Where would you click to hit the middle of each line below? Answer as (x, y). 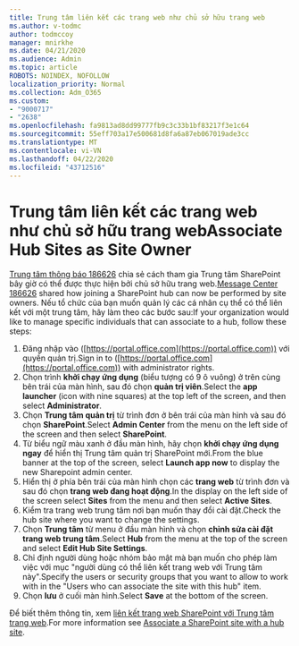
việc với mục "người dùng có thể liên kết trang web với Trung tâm (142, 567)
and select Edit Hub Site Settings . (85, 548)
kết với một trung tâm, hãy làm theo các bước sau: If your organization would (149, 312)
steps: (21, 331)
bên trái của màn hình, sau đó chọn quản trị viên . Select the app (140, 387)
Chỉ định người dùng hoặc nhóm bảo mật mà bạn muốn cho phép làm (149, 558)
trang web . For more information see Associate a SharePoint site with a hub (147, 623)
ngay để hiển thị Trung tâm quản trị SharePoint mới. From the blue (142, 454)
